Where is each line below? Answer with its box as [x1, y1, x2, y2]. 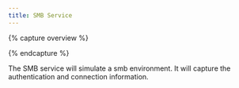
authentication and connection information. [8, 71, 149, 81]
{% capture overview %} [8, 33, 89, 42]
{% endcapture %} [8, 48, 70, 57]
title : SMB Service [8, 11, 73, 20]
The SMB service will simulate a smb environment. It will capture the [8, 64, 231, 73]
